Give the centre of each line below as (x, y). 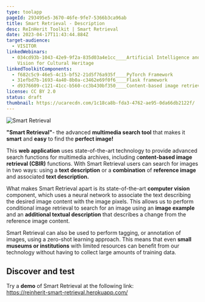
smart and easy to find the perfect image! (60, 139)
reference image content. (38, 221)
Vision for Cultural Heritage (56, 63)
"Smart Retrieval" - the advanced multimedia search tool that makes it (96, 132)
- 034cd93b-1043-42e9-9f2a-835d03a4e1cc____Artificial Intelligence (101, 57)
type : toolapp (24, 12)
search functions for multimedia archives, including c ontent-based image (99, 157)
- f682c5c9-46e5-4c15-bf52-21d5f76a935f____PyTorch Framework (92, 75)
